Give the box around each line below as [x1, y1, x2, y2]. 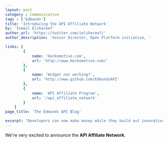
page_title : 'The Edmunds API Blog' [5, 109, 81, 114]
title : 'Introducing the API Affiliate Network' [5, 21, 108, 26]
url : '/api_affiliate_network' [31, 95, 97, 100]
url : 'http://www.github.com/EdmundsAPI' [31, 77, 120, 82]
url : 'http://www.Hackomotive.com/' [31, 58, 108, 63]
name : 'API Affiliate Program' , [31, 90, 99, 95]
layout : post [5, 7, 32, 12]
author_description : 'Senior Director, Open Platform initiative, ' [5, 35, 151, 40]
